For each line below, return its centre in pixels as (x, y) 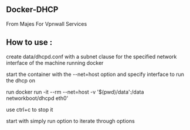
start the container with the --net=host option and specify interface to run (95, 74)
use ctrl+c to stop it (30, 109)
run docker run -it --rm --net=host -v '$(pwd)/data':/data (75, 92)
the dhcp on (21, 80)
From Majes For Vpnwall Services (47, 24)
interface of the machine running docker (55, 63)
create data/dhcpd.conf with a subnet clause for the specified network (91, 56)
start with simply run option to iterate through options (70, 121)
